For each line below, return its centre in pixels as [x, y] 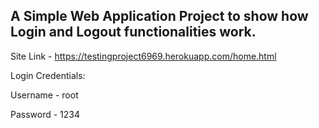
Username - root [44, 95]
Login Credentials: [48, 75]
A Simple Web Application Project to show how [159, 16]
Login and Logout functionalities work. [133, 32]
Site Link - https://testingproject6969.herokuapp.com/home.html [143, 56]
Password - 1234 [45, 114]
